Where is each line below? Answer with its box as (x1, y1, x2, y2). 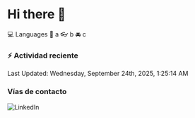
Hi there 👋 (7, 6, 66, 22)
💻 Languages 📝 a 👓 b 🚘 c (7, 29, 87, 38)
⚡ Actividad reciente (7, 51, 79, 60)
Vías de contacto (7, 87, 67, 97)
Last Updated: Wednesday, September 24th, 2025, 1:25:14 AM (7, 70, 189, 78)
